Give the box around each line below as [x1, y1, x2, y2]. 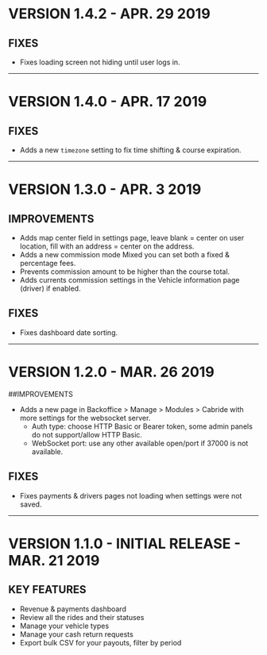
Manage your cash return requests [19, 629, 133, 639]
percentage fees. [19, 259, 76, 268]
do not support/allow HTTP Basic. [31, 430, 143, 439]
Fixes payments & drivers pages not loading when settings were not [19, 491, 242, 500]
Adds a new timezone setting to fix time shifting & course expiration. [19, 145, 242, 155]
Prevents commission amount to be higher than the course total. [19, 267, 230, 276]
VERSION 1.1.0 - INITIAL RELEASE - [8, 534, 241, 553]
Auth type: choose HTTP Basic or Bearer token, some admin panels [31, 422, 253, 431]
